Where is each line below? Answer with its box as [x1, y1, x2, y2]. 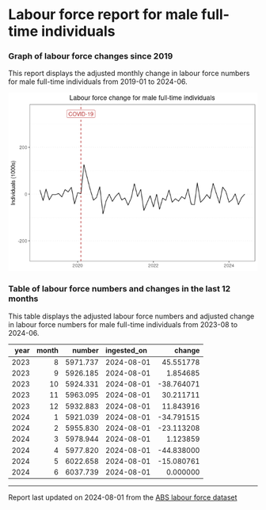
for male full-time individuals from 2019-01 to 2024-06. [8, 77, 188, 86]
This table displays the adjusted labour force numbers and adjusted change [8, 311, 255, 321]
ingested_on [105, 346, 148, 356]
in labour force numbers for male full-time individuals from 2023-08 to [8, 319, 238, 329]
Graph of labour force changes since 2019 [8, 51, 173, 62]
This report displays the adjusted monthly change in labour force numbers [8, 69, 250, 78]
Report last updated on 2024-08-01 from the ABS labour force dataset [8, 493, 237, 502]
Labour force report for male [8, 6, 199, 24]
